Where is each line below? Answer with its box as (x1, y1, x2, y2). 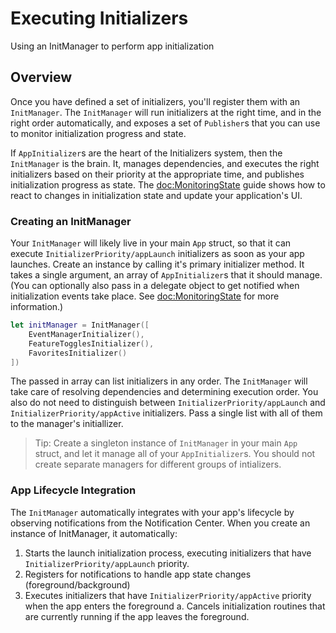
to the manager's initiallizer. (10, 418, 124, 430)
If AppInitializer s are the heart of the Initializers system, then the (10, 147, 283, 159)
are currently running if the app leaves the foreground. (24, 610, 250, 622)
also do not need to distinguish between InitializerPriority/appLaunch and (10, 397, 326, 409)
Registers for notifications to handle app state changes (24, 568, 252, 580)
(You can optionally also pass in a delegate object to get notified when (10, 280, 300, 292)
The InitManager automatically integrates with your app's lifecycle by (10, 506, 295, 518)
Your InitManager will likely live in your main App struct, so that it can (10, 237, 292, 249)
